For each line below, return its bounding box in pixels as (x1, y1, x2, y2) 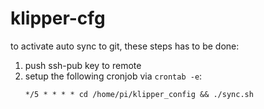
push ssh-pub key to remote (24, 59, 142, 71)
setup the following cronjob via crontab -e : (24, 70, 203, 82)
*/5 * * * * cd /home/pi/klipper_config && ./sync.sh (24, 89, 254, 99)
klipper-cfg (10, 7, 106, 30)
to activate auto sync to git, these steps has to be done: (10, 40, 240, 52)
